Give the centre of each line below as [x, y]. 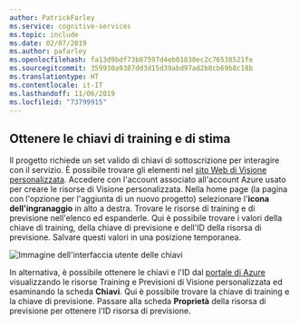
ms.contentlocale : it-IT [56, 85]
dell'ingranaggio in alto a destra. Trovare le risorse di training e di [132, 208]
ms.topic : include [44, 34]
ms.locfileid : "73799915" [58, 102]
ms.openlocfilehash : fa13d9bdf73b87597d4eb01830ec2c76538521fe [131, 60]
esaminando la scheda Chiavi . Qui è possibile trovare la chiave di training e [149, 292]
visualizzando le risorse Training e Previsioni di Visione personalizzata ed [146, 282]
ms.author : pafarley [48, 52]
